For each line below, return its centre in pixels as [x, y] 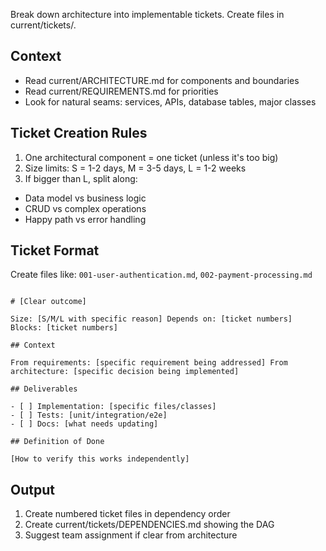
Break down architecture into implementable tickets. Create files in [147, 14]
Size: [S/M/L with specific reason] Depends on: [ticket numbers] [151, 319]
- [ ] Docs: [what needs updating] [84, 424]
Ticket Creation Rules [79, 133]
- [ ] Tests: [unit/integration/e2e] [89, 415]
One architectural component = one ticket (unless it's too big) [151, 157]
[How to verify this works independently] [100, 459]
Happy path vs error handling [85, 219]
